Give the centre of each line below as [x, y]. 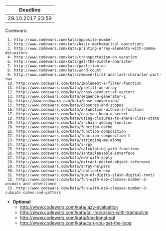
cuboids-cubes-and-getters [33, 193]
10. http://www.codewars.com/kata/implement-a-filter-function [74, 83]
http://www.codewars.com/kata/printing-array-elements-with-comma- [85, 48]
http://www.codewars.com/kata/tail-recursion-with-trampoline [84, 212]
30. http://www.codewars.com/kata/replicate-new [59, 171]
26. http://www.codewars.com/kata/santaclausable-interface [71, 153]
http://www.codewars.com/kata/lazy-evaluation [69, 207]
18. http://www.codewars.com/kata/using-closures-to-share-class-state [83, 118]
